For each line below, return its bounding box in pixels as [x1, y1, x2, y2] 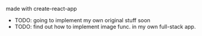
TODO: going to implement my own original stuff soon [14, 17, 151, 23]
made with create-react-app [6, 5, 77, 12]
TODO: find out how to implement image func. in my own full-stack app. [14, 23, 196, 30]
